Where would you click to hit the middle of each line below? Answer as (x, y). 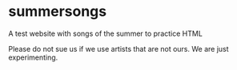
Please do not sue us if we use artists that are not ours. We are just (119, 49)
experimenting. (33, 57)
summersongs (57, 12)
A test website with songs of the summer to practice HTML (105, 33)
